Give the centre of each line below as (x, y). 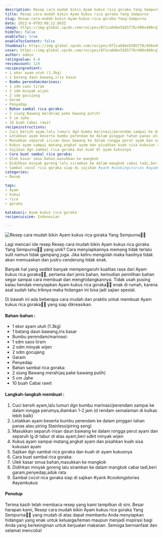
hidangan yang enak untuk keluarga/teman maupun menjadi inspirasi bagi (79, 520)
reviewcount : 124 (23, 64)
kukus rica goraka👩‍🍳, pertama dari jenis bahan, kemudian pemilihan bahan (80, 275)
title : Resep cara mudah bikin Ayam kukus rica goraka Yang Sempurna (77, 14)
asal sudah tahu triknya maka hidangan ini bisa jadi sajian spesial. (70, 290)
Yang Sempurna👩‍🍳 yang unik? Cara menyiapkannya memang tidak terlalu (78, 250)
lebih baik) (23, 416)
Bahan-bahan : (20, 315)
